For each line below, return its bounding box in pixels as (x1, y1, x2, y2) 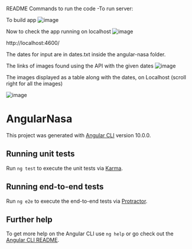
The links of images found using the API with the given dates (6, 62, 154, 69)
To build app (6, 17, 37, 23)
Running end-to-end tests (6, 182, 104, 192)
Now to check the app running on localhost (6, 28, 111, 35)
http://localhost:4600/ (6, 40, 60, 46)
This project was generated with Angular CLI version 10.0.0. (6, 131, 151, 138)
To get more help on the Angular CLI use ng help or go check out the (6, 230, 174, 237)
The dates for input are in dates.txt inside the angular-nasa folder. (6, 51, 166, 58)
